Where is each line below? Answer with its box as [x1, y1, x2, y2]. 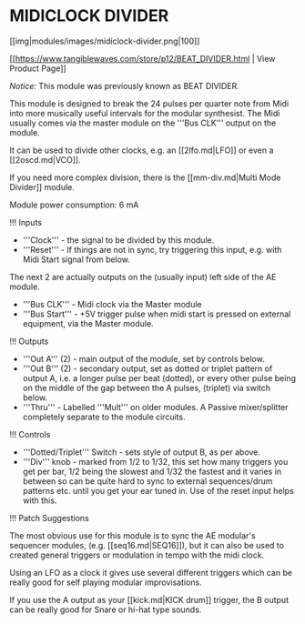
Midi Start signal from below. [22, 254, 130, 265]
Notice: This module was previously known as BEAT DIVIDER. [9, 80, 239, 91]
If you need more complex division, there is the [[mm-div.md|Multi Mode [9, 172, 281, 183]
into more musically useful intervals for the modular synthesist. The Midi [9, 107, 280, 118]
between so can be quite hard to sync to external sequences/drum [22, 475, 273, 487]
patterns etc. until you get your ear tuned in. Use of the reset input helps [22, 485, 294, 496]
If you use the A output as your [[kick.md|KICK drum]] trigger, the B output [9, 594, 290, 605]
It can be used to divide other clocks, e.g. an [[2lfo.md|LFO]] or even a [9, 145, 274, 156]
